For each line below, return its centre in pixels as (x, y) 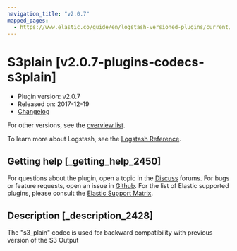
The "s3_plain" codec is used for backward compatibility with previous (110, 232)
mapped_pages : (28, 21)
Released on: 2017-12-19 (53, 104)
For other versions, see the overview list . (66, 125)
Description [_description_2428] (80, 215)
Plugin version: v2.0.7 (49, 97)
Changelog (34, 112)
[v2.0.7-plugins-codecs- (130, 62)
